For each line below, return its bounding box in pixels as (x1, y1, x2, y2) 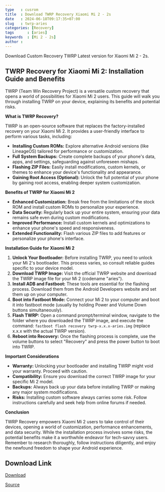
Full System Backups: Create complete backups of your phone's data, (12, 153, 156, 159)
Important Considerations (5, 353, 59, 359)
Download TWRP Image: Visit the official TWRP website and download (12, 270, 157, 276)
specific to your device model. (12, 265, 74, 271)
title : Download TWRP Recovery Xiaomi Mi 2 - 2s (5, 12, 111, 17)
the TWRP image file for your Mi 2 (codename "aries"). (12, 275, 124, 281)
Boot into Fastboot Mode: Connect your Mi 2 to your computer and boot (12, 297, 160, 303)
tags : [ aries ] (5, 30, 48, 35)
